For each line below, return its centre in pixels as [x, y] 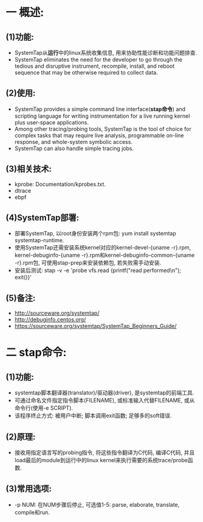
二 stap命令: [36, 353]
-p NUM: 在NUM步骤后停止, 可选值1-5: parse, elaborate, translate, [97, 504]
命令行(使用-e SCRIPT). [44, 408]
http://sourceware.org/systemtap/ [57, 313]
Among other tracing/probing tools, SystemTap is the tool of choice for [103, 129]
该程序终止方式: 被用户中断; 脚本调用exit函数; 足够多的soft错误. [93, 416]
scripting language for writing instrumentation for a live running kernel [102, 116]
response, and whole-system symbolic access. [74, 141]
